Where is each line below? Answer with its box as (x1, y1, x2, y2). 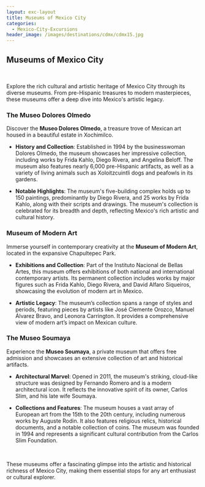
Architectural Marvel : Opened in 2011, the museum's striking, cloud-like (15, 372, 198, 380)
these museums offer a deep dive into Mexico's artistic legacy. (6, 96, 164, 103)
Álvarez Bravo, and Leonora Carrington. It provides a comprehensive (15, 312, 188, 319)
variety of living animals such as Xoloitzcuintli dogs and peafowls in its (15, 169, 193, 176)
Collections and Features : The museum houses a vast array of (15, 404, 174, 411)
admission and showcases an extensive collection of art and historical (6, 354, 183, 361)
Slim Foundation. (15, 436, 58, 444)
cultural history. (15, 214, 55, 221)
